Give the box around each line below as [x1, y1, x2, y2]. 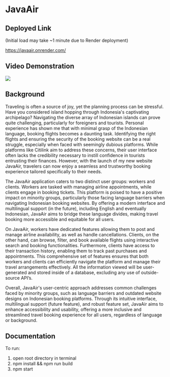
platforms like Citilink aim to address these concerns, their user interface [5, 147, 157, 153]
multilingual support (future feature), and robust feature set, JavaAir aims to [5, 301, 164, 307]
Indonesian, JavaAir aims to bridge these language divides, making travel [5, 210, 158, 217]
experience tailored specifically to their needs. [5, 168, 103, 174]
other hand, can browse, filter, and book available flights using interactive [5, 237, 159, 243]
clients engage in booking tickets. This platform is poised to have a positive [5, 189, 162, 195]
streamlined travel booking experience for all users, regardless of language [5, 312, 162, 318]
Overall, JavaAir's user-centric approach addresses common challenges [5, 284, 157, 291]
